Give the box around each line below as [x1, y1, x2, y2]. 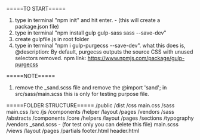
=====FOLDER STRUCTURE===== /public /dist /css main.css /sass [6, 102, 175, 109]
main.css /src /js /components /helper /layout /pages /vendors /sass [6, 108, 174, 115]
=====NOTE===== [6, 73, 56, 79]
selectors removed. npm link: [14, 55, 87, 61]
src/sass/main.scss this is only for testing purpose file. [14, 91, 149, 97]
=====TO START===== [6, 5, 66, 12]
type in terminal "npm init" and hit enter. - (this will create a [14, 17, 161, 23]
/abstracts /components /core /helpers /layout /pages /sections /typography [6, 114, 194, 122]
